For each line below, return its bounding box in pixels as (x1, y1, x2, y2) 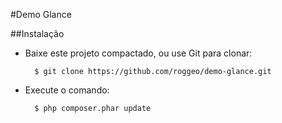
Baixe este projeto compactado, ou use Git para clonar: (24, 47, 253, 59)
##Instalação (10, 28, 65, 39)
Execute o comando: (24, 84, 110, 96)
